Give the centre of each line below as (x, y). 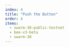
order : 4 (14, 19)
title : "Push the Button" (31, 14)
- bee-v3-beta (24, 32)
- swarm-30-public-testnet (37, 28)
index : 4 (14, 10)
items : (12, 23)
